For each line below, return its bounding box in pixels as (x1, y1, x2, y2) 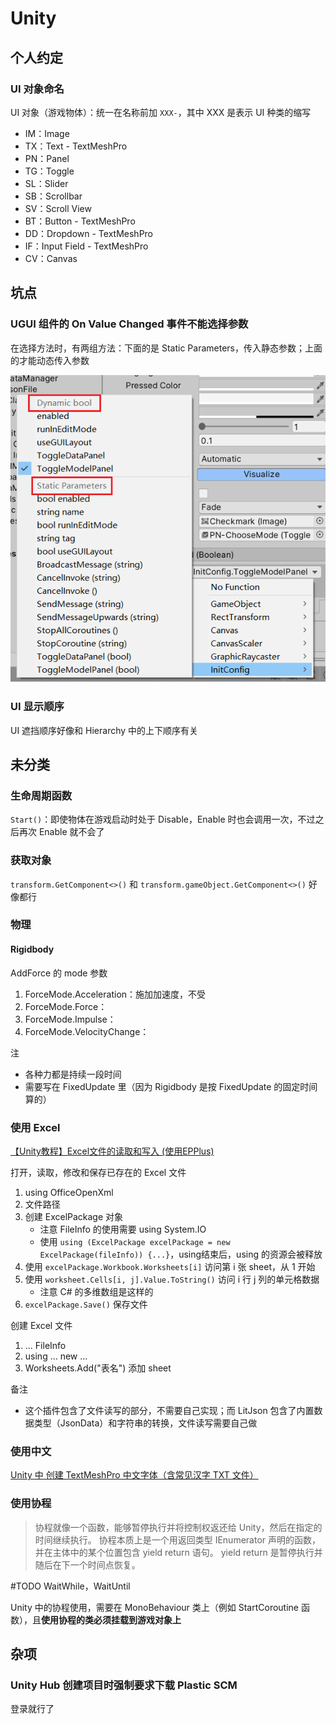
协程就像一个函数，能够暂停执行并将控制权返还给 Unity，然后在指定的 (34, 1521, 323, 1533)
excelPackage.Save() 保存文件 (24, 1298, 148, 1310)
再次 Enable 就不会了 (18, 826, 105, 838)
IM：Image (24, 127, 70, 139)
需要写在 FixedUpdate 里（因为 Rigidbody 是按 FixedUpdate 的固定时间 (24, 1080, 318, 1092)
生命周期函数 (10, 788, 73, 802)
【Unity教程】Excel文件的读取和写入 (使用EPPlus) (10, 1145, 215, 1157)
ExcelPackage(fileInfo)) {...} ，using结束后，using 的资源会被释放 (39, 1248, 323, 1260)
